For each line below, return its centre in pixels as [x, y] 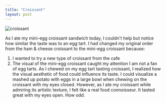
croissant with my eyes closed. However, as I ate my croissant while [82, 84]
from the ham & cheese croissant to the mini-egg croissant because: [75, 49]
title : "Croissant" [25, 10]
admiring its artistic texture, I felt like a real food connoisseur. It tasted [83, 90]
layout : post [19, 14]
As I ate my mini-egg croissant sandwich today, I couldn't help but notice [80, 38]
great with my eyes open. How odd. [49, 95]
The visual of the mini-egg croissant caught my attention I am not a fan [85, 63]
